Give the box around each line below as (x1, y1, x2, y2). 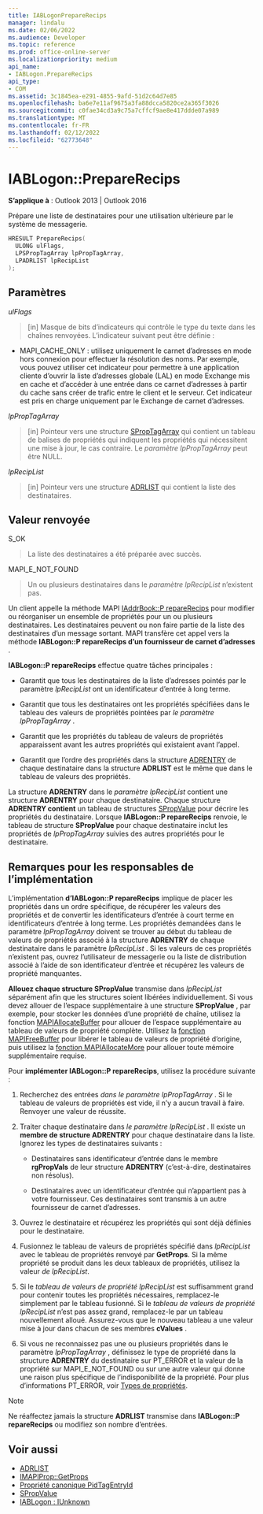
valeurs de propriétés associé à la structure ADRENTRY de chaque (8, 935, 225, 945)
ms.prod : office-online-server (8, 48, 111, 56)
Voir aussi (8, 1442, 58, 1456)
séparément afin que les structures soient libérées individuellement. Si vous (8, 993, 254, 1002)
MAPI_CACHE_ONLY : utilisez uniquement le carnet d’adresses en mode (19, 346, 252, 355)
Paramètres (8, 286, 67, 299)
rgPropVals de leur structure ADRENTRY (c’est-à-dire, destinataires (31, 1163, 251, 1172)
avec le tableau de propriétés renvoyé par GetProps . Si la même (19, 1250, 228, 1260)
